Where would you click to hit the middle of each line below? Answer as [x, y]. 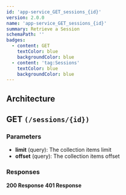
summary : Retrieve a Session [43, 29]
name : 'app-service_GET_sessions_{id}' [57, 23]
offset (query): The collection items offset [67, 156]
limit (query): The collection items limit [63, 150]
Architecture [31, 99]
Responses [23, 172]
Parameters [24, 136]
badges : [16, 40]
